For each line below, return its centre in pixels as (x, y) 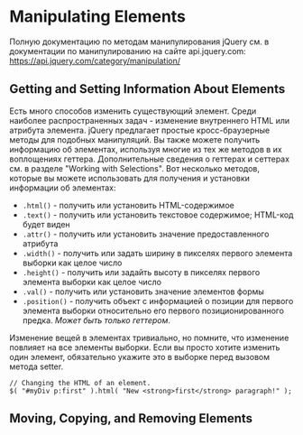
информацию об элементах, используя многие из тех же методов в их (146, 149)
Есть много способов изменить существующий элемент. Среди (133, 111)
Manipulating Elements (98, 17)
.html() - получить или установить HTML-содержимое (128, 205)
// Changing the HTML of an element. (80, 383)
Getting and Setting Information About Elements (147, 89)
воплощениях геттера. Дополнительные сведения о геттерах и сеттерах (150, 159)
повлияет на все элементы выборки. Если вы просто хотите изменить (145, 347)
